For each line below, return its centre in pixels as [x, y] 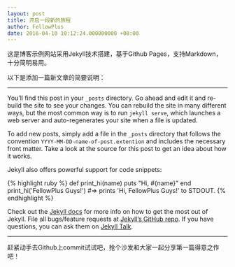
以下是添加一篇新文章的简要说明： [56, 78]
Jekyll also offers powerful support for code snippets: [85, 170]
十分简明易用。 [29, 63]
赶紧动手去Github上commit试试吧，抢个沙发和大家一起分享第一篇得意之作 [113, 247]
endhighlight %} [30, 198]
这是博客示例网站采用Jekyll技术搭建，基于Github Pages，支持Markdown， [115, 54]
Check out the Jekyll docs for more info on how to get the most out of [108, 212]
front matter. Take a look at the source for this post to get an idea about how [117, 149]
